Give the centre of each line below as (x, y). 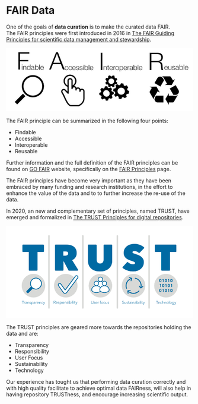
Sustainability (31, 364)
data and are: (22, 333)
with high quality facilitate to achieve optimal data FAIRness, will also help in (99, 388)
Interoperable (31, 145)
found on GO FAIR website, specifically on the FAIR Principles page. (89, 169)
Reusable (26, 151)
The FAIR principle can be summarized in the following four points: (87, 121)
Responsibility (32, 351)
